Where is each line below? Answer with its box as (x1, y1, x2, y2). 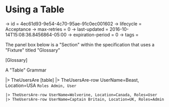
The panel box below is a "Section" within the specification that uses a (5, 41, 155, 47)
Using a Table (5, 4, 65, 15)
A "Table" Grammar (5, 67, 47, 73)
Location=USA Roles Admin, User (5, 82, 77, 88)
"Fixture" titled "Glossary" (5, 47, 61, 53)
